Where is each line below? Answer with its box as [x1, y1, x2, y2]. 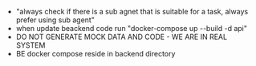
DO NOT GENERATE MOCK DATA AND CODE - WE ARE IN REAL [15, 32, 227, 41]
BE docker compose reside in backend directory [15, 49, 176, 58]
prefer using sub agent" [15, 15, 95, 25]
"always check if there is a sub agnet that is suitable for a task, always [15, 7, 249, 16]
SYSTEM [15, 41, 46, 50]
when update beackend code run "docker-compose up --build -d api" [15, 24, 247, 33]
